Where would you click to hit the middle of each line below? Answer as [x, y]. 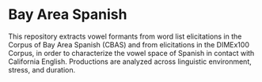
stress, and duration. [42, 69]
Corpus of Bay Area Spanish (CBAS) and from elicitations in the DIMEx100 [129, 44]
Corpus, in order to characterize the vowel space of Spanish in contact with [131, 53]
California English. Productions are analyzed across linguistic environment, [130, 61]
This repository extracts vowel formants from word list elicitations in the [125, 36]
